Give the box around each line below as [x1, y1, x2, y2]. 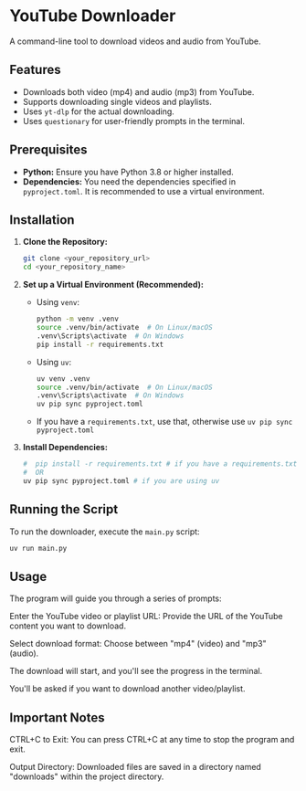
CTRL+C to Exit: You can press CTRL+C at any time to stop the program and [9, 734, 295, 745]
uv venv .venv [36, 374, 90, 384]
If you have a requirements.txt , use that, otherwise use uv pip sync [36, 417, 293, 427]
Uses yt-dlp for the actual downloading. [22, 106, 175, 117]
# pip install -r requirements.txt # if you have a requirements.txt [22, 459, 298, 469]
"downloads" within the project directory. [9, 771, 164, 782]
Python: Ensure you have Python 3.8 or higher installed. [22, 166, 235, 177]
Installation [9, 212, 75, 227]
